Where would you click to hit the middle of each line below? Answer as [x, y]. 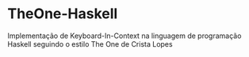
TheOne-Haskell [63, 14]
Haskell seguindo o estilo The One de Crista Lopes [90, 44]
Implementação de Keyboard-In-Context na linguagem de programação [125, 36]
